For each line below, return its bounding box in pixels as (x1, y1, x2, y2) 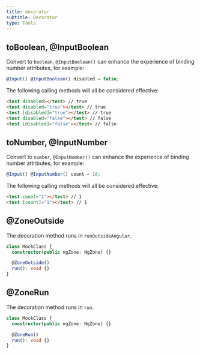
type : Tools (6, 20, 36, 26)
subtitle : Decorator (6, 14, 58, 20)
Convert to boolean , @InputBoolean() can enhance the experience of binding (6, 58, 195, 65)
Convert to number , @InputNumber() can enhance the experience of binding (6, 154, 189, 161)
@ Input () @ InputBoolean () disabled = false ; (6, 76, 120, 82)
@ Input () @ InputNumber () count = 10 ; (6, 172, 101, 178)
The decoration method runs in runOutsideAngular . (6, 232, 132, 239)
